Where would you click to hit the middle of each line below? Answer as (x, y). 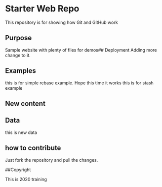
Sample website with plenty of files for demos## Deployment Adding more (81, 50)
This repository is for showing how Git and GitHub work (61, 22)
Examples (20, 71)
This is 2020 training (26, 179)
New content (25, 103)
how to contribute (33, 148)
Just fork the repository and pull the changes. (52, 160)
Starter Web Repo (42, 9)
